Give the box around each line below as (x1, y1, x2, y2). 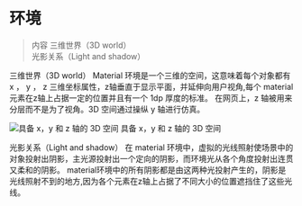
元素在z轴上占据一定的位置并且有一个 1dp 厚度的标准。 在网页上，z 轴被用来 (9, 92, 293, 103)
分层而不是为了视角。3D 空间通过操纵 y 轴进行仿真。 (9, 103, 206, 114)
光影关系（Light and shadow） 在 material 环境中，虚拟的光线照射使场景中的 (9, 141, 294, 153)
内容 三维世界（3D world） (31, 40, 132, 50)
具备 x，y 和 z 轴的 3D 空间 (120, 122, 222, 133)
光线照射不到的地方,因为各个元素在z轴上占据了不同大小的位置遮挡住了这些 (9, 175, 285, 186)
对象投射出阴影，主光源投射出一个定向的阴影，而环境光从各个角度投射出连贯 (9, 153, 294, 164)
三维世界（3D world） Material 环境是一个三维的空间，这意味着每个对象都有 (9, 69, 291, 81)
